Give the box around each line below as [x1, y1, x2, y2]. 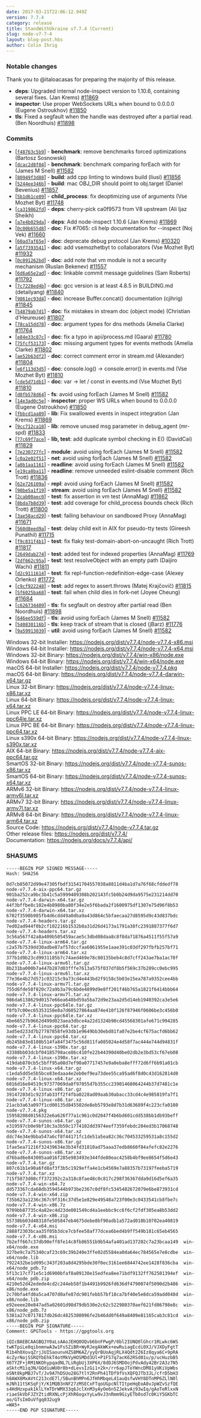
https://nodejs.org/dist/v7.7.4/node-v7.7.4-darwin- [61, 671, 185, 678]
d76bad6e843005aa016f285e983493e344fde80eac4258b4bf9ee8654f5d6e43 [6, 1155, 179, 1161]
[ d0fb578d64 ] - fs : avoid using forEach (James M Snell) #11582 [14, 391, 169, 398]
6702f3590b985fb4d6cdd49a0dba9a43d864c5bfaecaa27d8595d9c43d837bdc [6, 912, 179, 918]
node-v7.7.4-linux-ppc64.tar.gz [6, 1023, 87, 1029]
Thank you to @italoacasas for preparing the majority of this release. [6, 76, 176, 83]
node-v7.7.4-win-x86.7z [6, 1202, 66, 1208]
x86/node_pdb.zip [6, 1318, 50, 1324]
